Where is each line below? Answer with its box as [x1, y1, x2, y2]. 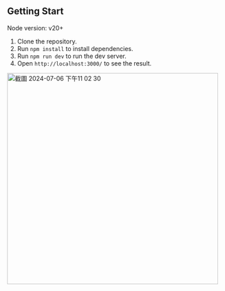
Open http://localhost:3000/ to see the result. [17, 59, 152, 68]
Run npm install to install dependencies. [17, 44, 133, 52]
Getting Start [7, 6, 64, 17]
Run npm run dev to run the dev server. [17, 52, 127, 60]
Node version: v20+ [7, 23, 64, 32]
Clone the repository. [17, 37, 77, 46]
